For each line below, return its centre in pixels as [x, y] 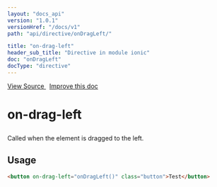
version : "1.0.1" [33, 20]
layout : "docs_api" [36, 14]
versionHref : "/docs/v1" [44, 27]
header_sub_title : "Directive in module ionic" [79, 53]
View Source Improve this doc [53, 86]
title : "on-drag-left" [41, 47]
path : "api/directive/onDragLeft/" [60, 34]
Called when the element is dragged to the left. [76, 138]
